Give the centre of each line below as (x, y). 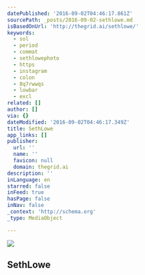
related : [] (24, 103)
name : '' (26, 154)
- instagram (30, 71)
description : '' (30, 173)
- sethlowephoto (36, 58)
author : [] (23, 109)
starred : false (29, 186)
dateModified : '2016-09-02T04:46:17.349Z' (68, 122)
